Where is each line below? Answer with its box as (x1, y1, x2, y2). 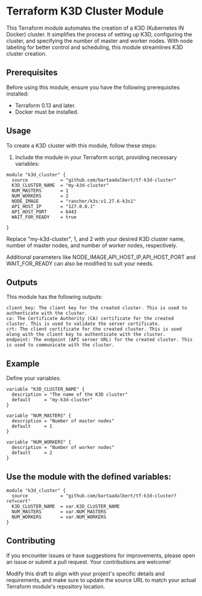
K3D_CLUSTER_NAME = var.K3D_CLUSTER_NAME (11, 503, 120, 509)
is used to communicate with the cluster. (6, 342, 115, 349)
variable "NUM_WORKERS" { (6, 439, 71, 445)
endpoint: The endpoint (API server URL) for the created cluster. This (6, 337, 193, 343)
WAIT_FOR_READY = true (11, 214, 77, 220)
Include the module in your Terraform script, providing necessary (14, 153, 177, 161)
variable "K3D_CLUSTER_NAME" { (6, 386, 85, 393)
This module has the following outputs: (6, 293, 103, 301)
